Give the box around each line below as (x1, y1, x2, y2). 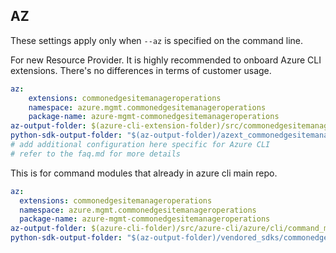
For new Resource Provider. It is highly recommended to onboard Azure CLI (10, 54, 322, 66)
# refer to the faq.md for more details (10, 149, 182, 159)
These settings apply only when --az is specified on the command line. (10, 34, 303, 46)
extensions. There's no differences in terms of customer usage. (10, 64, 272, 76)
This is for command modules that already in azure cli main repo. (10, 167, 278, 179)
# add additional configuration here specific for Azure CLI (10, 140, 271, 150)
